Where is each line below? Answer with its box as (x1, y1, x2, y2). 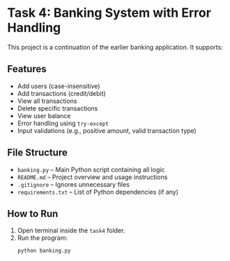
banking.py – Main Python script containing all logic (17, 165, 165, 174)
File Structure (7, 147, 68, 159)
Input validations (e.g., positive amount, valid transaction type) (17, 126, 197, 134)
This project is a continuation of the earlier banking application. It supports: (7, 43, 223, 51)
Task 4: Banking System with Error (7, 5, 211, 21)
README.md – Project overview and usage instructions (17, 173, 168, 181)
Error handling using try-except (17, 119, 109, 127)
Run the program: (17, 234, 68, 242)
